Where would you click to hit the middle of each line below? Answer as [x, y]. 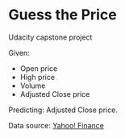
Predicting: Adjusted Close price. [63, 110]
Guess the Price [62, 15]
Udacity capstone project [50, 37]
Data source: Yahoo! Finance [56, 125]
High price [37, 77]
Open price [39, 68]
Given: [19, 52]
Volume [33, 86]
